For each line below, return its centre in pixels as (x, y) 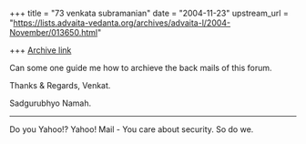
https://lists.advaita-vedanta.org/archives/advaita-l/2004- (122, 23)
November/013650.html (54, 32)
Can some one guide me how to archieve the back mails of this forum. (141, 68)
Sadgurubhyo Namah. (51, 103)
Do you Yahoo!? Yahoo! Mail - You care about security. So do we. (132, 129)
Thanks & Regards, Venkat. (60, 85)
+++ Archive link (41, 50)
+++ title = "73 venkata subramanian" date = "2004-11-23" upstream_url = (149, 13)
